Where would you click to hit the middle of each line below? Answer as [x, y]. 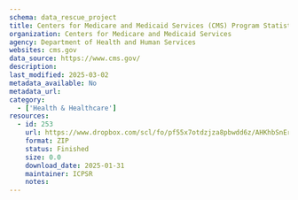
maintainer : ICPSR [59, 173]
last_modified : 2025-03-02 [59, 75]
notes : [37, 182]
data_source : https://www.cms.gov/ [75, 58]
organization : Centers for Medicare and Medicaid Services [121, 34]
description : [33, 67]
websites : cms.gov [43, 50]
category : [27, 100]
